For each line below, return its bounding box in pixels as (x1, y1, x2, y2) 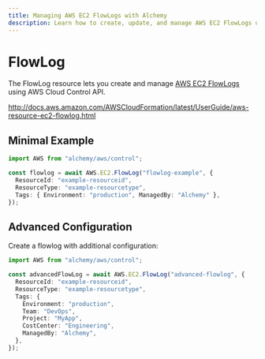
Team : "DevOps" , (22, 307, 77, 316)
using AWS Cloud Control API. (8, 88, 106, 97)
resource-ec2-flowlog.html (8, 111, 96, 121)
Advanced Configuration (8, 220, 132, 234)
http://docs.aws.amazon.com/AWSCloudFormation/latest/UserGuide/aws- (8, 103, 249, 112)
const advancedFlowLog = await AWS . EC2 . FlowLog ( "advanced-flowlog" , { (8, 271, 245, 279)
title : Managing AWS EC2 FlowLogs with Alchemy (8, 11, 168, 20)
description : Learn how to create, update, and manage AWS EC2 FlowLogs (8, 19, 252, 27)
